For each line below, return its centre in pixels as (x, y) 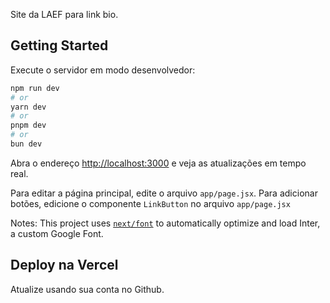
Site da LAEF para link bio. (64, 14)
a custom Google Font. (57, 233)
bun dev (26, 144)
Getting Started (59, 45)
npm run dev (35, 88)
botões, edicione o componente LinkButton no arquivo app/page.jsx (150, 203)
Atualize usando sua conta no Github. (87, 289)
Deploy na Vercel (64, 265)
